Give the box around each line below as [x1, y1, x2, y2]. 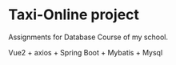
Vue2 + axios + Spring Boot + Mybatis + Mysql [8, 47, 163, 57]
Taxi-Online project [8, 6, 140, 24]
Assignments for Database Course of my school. [8, 32, 168, 42]
